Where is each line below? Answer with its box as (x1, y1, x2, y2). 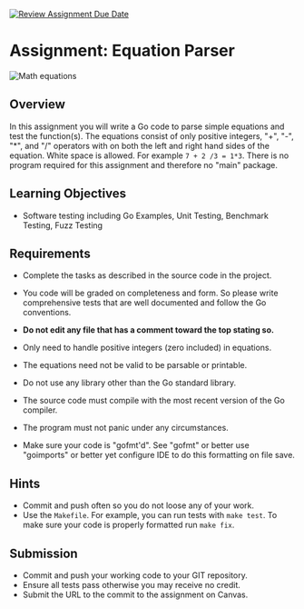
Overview (9, 96, 66, 113)
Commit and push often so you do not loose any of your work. (22, 500, 255, 511)
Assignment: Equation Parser (9, 41, 236, 61)
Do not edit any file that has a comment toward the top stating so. (22, 324, 275, 335)
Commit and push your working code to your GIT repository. (22, 570, 248, 581)
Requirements (9, 245, 91, 261)
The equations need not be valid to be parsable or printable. (22, 360, 248, 371)
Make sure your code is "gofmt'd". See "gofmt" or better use (22, 440, 250, 451)
